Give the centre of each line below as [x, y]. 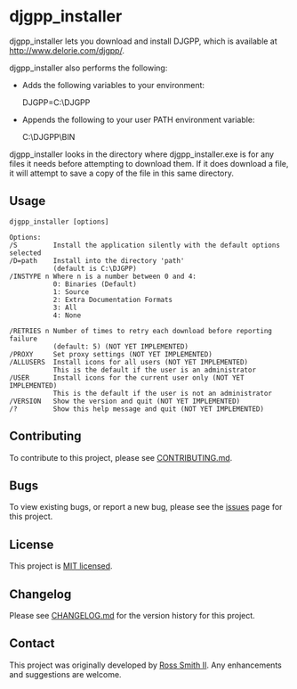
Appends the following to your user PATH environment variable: [138, 119]
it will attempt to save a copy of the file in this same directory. [121, 173]
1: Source [71, 291]
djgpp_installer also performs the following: [88, 68]
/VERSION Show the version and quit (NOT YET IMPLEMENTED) [125, 401]
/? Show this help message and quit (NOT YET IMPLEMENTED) [137, 409]
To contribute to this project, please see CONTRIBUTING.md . [121, 457]
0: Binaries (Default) [95, 284]
